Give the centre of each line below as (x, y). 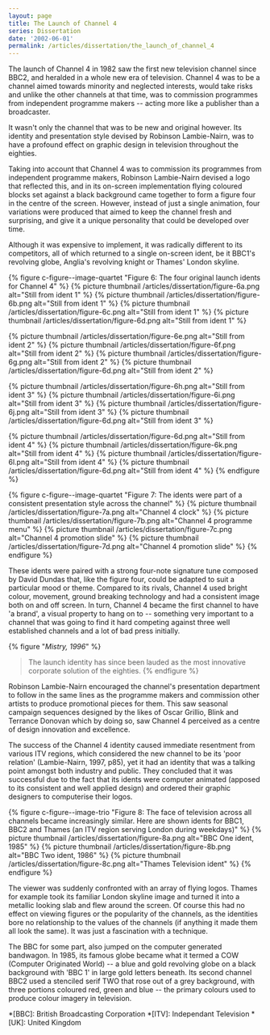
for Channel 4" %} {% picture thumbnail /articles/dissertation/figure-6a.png (134, 286)
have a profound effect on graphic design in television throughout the (124, 145)
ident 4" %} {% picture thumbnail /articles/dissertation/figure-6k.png (123, 445)
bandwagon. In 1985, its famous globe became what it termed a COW (124, 956)
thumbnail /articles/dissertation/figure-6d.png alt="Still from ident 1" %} (128, 321)
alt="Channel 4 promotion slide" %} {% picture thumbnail (104, 538)
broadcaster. (29, 112)
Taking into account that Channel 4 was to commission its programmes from (135, 169)
